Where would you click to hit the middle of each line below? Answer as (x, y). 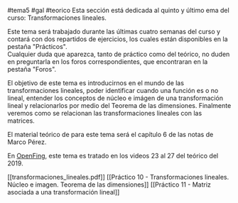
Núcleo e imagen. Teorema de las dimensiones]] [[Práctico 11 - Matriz (109, 185)
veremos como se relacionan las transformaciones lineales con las (105, 113)
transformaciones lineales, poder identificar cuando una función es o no (113, 90)
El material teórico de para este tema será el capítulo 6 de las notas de (110, 135)
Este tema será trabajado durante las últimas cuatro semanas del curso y (114, 32)
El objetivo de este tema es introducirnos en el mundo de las (96, 83)
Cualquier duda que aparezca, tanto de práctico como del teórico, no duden (119, 54)
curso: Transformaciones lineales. (57, 18)
